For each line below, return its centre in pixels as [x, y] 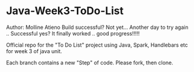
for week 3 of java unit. [34, 51]
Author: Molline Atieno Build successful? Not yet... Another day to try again [97, 27]
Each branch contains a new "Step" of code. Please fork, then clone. [90, 63]
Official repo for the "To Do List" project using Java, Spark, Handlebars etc [97, 45]
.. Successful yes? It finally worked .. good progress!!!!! [73, 33]
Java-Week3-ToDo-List [65, 11]
